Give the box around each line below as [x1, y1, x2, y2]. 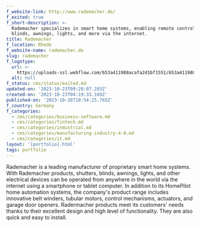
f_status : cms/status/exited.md [6, 81, 86, 87]
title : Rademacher [6, 36, 52, 42]
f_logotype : [6, 58, 36, 64]
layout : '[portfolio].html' [6, 141, 76, 147]
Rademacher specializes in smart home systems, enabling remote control [11, 25, 196, 31]
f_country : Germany [6, 102, 55, 109]
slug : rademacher [6, 53, 49, 59]
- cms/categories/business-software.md [11, 113, 111, 119]
